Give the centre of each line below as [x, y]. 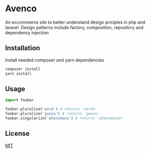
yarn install [18, 74]
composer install [23, 69]
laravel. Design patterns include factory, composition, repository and [74, 27]
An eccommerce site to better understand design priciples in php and [75, 22]
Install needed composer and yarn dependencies [55, 60]
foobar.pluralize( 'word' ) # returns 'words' [51, 109]
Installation [23, 48]
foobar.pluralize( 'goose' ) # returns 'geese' [52, 114]
